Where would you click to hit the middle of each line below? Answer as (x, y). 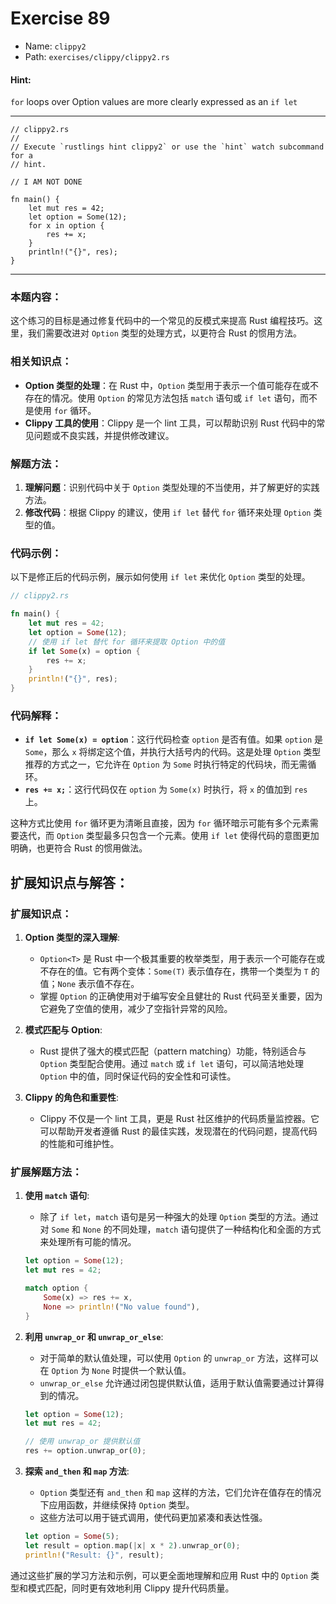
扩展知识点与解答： (69, 882)
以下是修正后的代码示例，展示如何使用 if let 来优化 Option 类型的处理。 (160, 577)
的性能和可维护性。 (79, 1144)
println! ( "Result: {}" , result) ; (94, 1555)
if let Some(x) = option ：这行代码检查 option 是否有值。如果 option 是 (174, 739)
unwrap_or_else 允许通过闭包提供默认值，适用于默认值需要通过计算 (177, 1383)
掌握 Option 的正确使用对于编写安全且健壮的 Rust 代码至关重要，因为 (181, 996)
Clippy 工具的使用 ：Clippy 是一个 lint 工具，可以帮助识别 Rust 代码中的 (170, 423)
